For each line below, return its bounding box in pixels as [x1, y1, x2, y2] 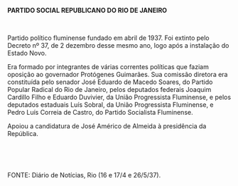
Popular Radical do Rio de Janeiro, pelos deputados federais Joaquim [7, 86, 212, 93]
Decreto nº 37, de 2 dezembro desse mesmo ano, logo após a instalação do [7, 41, 229, 49]
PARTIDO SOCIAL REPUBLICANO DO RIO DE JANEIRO [7, 6, 168, 14]
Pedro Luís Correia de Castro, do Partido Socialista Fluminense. [7, 108, 193, 116]
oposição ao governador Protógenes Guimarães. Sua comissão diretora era [7, 71, 228, 78]
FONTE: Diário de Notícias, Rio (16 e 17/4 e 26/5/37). [7, 171, 161, 179]
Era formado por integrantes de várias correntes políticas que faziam [7, 63, 210, 71]
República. [7, 130, 39, 138]
